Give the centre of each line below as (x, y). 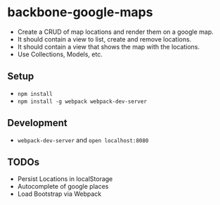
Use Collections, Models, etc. (60, 54)
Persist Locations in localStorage (65, 179)
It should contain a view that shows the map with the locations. (109, 46)
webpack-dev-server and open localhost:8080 (83, 140)
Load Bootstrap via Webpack (59, 194)
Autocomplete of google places (63, 187)
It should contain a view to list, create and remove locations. (104, 39)
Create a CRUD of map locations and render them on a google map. (116, 32)
